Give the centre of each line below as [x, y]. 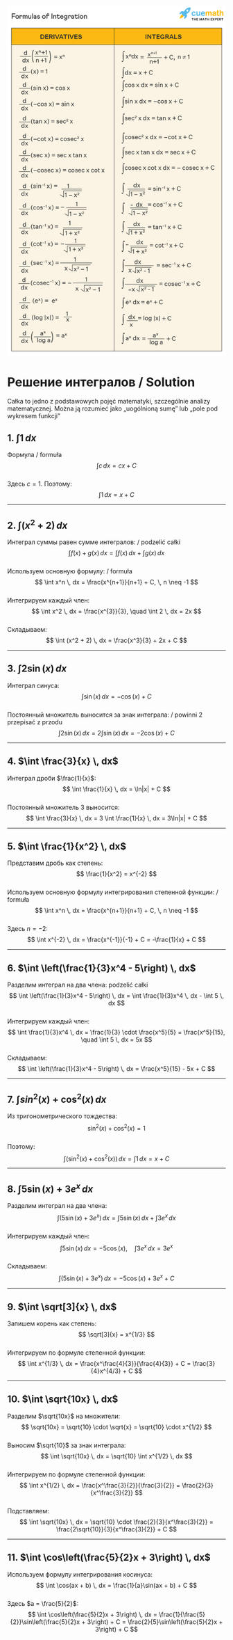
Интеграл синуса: [34, 685]
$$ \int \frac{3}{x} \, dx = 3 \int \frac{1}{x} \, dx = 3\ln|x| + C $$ [116, 818]
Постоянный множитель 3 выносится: [63, 807]
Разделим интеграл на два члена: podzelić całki [78, 985]
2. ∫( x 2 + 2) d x [37, 524]
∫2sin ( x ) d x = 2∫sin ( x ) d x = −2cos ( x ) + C [116, 733]
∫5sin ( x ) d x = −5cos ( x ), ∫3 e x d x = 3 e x [116, 1248]
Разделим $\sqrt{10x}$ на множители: [63, 1416]
